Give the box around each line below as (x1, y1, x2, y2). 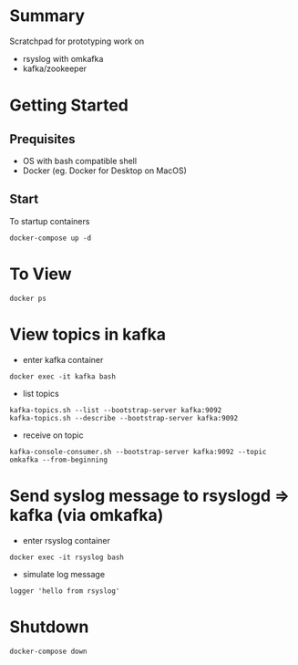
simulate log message (22, 568, 106, 579)
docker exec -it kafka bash (9, 371, 117, 381)
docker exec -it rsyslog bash (9, 553, 125, 562)
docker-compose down (9, 647, 88, 656)
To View (9, 264, 72, 284)
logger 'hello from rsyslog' (9, 586, 120, 596)
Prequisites (9, 131, 76, 147)
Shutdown (9, 617, 89, 637)
